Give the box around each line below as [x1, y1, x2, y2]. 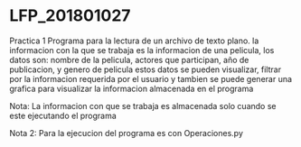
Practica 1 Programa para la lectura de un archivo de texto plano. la [9, 35, 259, 46]
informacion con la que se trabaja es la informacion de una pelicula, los [9, 44, 275, 55]
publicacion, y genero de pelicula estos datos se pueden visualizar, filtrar [9, 64, 282, 75]
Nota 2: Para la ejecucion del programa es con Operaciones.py [9, 127, 244, 138]
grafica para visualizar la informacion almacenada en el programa [9, 83, 254, 94]
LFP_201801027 [9, 5, 131, 26]
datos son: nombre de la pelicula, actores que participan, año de [9, 54, 249, 65]
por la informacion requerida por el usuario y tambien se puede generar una [9, 73, 292, 84]
